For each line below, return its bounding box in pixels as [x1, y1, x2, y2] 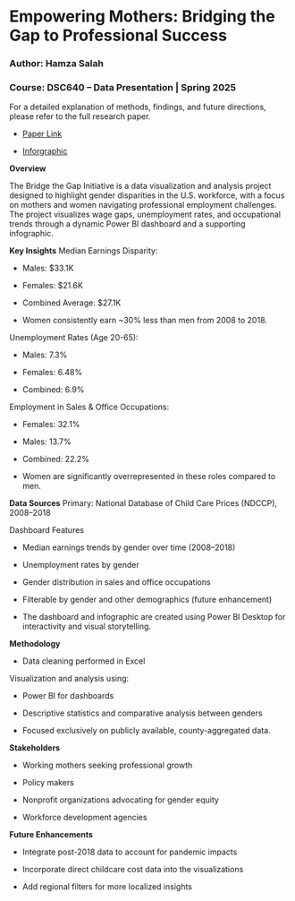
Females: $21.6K [21, 280, 83, 291]
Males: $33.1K [21, 262, 74, 274]
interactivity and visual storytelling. [21, 621, 152, 632]
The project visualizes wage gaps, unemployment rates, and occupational [9, 209, 282, 220]
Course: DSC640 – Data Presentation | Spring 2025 [9, 82, 237, 94]
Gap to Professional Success [9, 25, 228, 46]
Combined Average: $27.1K [21, 297, 122, 308]
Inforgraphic [21, 146, 68, 157]
